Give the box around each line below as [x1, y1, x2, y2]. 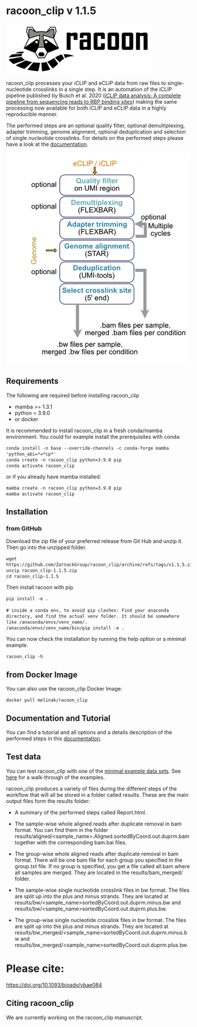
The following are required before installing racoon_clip [6, 391, 140, 399]
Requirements [6, 376, 59, 386]
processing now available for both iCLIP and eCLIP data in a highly [6, 104, 167, 111]
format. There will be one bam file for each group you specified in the [14, 857, 183, 864]
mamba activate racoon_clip [6, 491, 75, 497]
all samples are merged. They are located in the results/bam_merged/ [14, 869, 183, 876]
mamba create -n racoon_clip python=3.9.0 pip [6, 485, 122, 491]
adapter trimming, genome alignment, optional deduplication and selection [6, 128, 186, 135]
